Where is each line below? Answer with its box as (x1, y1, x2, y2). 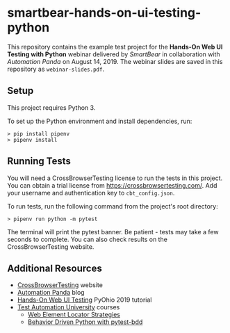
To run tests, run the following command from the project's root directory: (7, 202, 219, 210)
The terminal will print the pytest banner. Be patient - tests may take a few (7, 227, 219, 236)
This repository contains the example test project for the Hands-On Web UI (7, 42, 223, 51)
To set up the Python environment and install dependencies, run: (7, 117, 192, 125)
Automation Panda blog (17, 289, 85, 297)
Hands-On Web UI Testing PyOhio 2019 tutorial (17, 295, 152, 304)
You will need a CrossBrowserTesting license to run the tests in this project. (7, 174, 223, 182)
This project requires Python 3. (7, 103, 96, 112)
